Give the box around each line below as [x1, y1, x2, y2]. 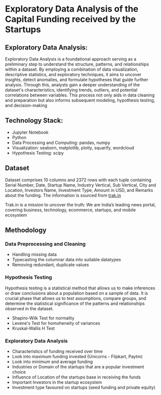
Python [12, 134, 27, 140]
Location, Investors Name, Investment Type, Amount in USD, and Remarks [5, 187, 153, 193]
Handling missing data [12, 252, 57, 257]
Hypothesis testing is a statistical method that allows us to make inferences [5, 285, 155, 291]
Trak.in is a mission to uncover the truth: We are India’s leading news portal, [5, 202, 156, 207]
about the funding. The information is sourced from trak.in [5, 192, 121, 198]
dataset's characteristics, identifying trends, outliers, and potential [5, 87, 138, 93]
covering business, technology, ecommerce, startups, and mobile [5, 207, 136, 213]
